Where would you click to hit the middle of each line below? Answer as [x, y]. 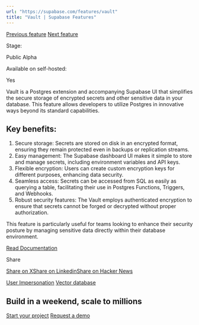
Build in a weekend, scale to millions [74, 301]
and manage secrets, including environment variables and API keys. [97, 162]
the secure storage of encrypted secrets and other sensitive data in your [95, 98]
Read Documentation [32, 248]
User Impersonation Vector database [51, 283]
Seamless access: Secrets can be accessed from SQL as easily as [95, 181]
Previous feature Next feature [42, 34]
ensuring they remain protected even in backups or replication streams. [102, 149]
